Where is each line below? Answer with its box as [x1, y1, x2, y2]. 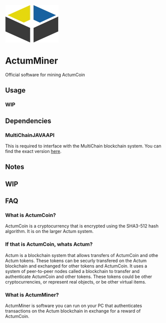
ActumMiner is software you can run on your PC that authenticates [5, 302, 142, 308]
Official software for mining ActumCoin [5, 71, 85, 77]
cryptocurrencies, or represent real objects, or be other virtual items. [5, 278, 147, 284]
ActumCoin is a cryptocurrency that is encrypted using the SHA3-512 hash [5, 223, 159, 229]
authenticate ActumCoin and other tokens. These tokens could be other [5, 273, 153, 279]
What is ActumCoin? [5, 212, 56, 219]
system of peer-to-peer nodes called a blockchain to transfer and [5, 268, 140, 274]
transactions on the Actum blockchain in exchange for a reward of [5, 308, 141, 314]
